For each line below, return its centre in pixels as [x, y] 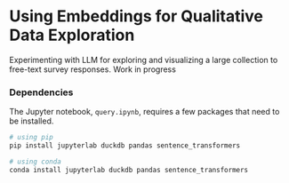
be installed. [32, 121]
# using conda [36, 162]
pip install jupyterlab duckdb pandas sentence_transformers [125, 146]
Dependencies [41, 92]
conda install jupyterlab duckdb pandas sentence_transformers [129, 170]
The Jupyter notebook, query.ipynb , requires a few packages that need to [144, 112]
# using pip [31, 138]
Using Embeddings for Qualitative [136, 16]
